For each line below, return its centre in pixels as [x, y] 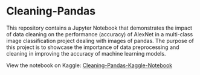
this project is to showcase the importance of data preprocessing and [93, 47]
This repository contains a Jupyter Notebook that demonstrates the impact [99, 28]
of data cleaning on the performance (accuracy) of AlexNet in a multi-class [100, 34]
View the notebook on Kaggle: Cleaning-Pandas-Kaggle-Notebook [89, 65]
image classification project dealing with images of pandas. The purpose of [100, 41]
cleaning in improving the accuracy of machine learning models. [86, 53]
